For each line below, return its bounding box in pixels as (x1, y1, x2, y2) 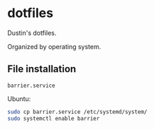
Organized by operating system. (7, 42, 101, 51)
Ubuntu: (7, 94, 31, 103)
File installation (7, 63, 77, 76)
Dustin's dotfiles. (7, 29, 57, 37)
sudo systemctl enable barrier (7, 115, 100, 122)
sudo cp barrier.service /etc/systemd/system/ (7, 108, 148, 115)
